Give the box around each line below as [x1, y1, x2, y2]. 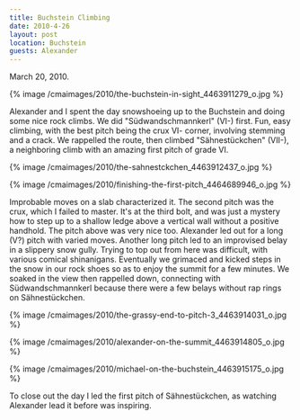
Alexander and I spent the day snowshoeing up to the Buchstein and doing [9, 106, 286, 117]
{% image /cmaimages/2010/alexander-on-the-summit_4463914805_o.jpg [9, 336, 285, 347]
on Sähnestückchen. [9, 292, 85, 303]
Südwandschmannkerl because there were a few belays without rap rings [9, 282, 282, 293]
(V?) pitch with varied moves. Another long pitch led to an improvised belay [9, 235, 287, 246]
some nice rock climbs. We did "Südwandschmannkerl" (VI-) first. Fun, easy [9, 116, 291, 127]
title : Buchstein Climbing [9, 13, 110, 22]
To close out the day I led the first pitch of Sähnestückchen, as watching [9, 390, 277, 401]
